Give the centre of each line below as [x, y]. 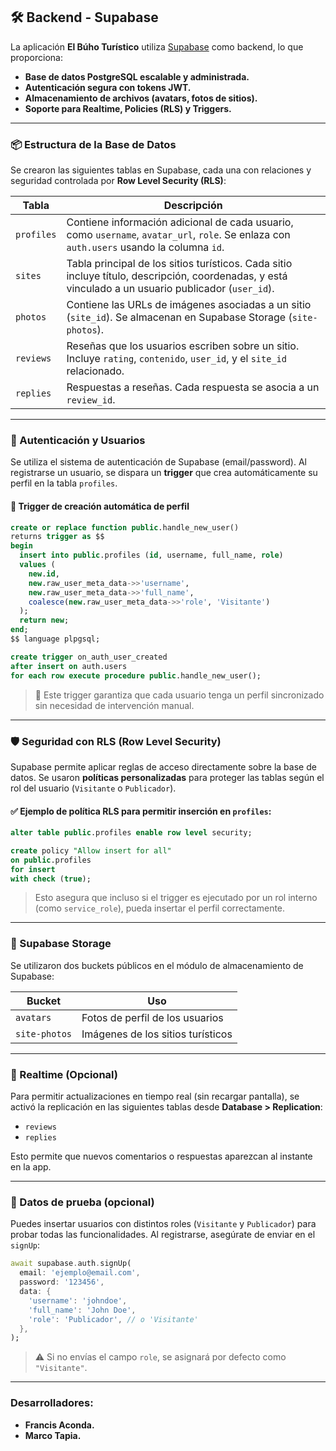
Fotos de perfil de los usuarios [152, 1017]
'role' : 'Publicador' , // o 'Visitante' [113, 1319]
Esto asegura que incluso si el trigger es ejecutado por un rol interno [176, 898]
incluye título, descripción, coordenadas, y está [177, 276]
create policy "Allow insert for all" [91, 850]
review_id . [91, 400]
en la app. [31, 1167]
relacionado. [95, 371]
